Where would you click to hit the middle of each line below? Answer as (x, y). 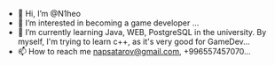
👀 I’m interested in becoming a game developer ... (108, 23)
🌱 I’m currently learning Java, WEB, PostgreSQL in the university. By (142, 32)
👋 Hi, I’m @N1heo (49, 14)
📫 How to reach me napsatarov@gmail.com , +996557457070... (134, 51)
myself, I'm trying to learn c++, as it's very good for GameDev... (134, 41)
